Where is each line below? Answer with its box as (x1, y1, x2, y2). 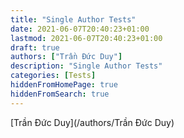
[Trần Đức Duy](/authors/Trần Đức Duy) (10, 116, 175, 128)
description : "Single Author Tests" (10, 61, 163, 71)
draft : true (10, 42, 60, 53)
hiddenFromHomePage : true (10, 80, 118, 90)
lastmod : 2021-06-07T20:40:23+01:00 (10, 33, 163, 43)
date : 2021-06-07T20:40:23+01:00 (10, 24, 150, 34)
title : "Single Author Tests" (10, 14, 137, 25)
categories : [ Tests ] (10, 71, 97, 81)
